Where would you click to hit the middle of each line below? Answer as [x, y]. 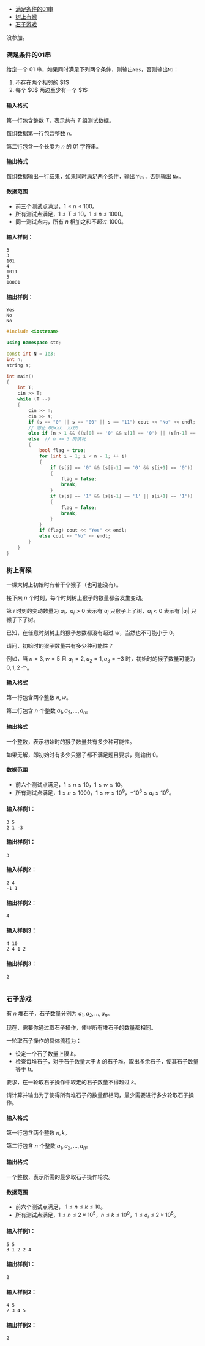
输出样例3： [22, 963]
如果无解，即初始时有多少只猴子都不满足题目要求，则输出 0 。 [84, 755]
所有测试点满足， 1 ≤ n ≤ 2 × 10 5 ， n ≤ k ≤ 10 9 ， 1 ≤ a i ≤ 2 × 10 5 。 [97, 1215]
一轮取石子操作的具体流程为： [44, 1040]
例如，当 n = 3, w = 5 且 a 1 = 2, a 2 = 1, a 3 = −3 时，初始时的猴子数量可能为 [101, 659]
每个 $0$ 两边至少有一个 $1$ [51, 90]
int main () [20, 376]
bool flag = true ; [62, 451]
